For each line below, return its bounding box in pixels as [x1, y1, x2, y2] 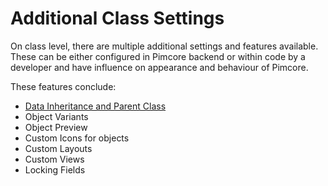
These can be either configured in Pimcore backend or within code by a [10, 50, 306, 62]
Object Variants [24, 110, 89, 122]
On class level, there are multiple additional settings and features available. [10, 40, 319, 52]
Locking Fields [24, 163, 86, 176]
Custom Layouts [24, 142, 93, 154]
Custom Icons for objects [24, 132, 130, 144]
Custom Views [24, 153, 85, 165]
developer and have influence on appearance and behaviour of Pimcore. [10, 61, 309, 73]
